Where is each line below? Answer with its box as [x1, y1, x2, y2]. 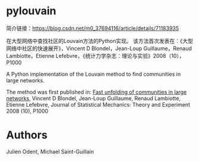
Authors [6, 128, 48, 142]
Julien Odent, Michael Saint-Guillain [6, 148, 94, 155]
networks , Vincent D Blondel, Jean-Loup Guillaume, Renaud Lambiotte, [6, 94, 181, 102]
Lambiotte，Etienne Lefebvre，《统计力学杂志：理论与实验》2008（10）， [6, 52, 185, 59]
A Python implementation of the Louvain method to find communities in [6, 70, 181, 78]
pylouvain [6, 4, 57, 18]
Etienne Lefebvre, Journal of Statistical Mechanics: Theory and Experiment [6, 101, 191, 108]
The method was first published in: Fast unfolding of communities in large [6, 88, 187, 95]
